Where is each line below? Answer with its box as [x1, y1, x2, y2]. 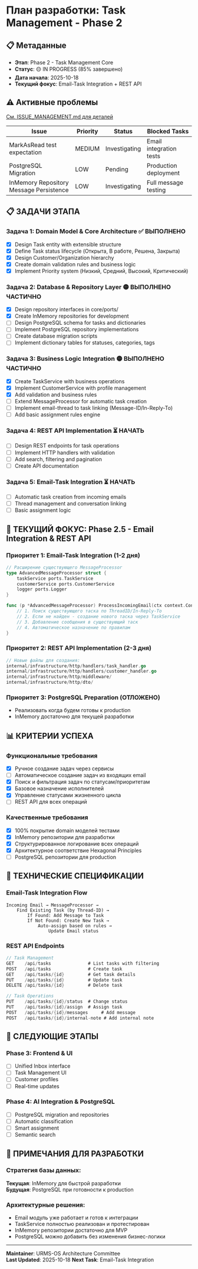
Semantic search [14, 1131, 56, 1138]
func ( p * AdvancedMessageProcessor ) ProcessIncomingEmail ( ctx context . [6, 603, 186, 609]
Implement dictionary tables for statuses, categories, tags [14, 339, 155, 346]
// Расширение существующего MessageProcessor [6, 565, 123, 570]
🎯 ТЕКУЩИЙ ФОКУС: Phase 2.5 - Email [6, 524, 154, 534]
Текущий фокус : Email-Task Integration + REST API [14, 80, 142, 87]
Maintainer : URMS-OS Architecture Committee [6, 1250, 121, 1257]
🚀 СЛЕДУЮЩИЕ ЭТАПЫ [6, 1032, 99, 1042]
